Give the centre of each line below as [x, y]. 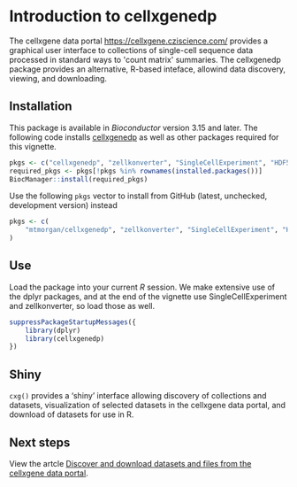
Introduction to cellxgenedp [113, 16]
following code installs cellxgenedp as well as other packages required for [144, 137]
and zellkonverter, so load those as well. [82, 305]
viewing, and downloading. [58, 78]
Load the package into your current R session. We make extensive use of [142, 287]
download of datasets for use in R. [72, 414]
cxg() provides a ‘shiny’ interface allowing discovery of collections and [138, 396]
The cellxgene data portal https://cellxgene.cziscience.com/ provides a [138, 41]
